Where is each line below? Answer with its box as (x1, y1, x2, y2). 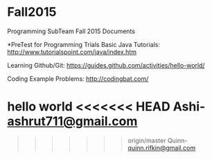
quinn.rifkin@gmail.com (127, 143, 196, 152)
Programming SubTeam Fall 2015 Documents (7, 27, 135, 35)
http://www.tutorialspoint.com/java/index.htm (7, 48, 137, 56)
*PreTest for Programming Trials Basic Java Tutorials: (7, 40, 161, 48)
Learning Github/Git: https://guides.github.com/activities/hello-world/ (7, 61, 206, 69)
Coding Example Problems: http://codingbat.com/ (7, 74, 149, 83)
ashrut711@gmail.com (7, 113, 138, 129)
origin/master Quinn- (127, 136, 188, 144)
